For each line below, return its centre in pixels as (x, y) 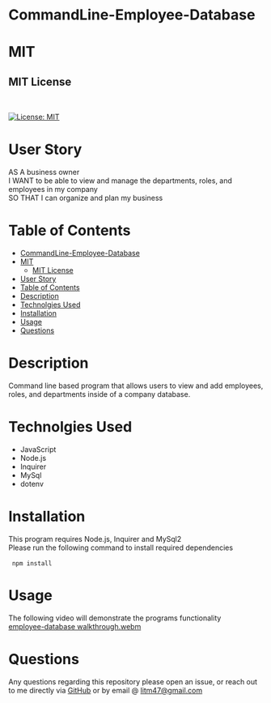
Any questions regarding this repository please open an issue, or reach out (133, 681)
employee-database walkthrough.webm (75, 626)
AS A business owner (44, 173)
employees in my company (53, 190)
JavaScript (38, 449)
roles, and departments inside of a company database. (100, 394)
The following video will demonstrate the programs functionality (115, 618)
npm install (32, 563)
